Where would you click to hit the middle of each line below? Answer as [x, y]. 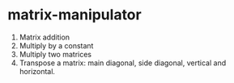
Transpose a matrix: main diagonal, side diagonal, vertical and [123, 63]
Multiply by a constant [56, 45]
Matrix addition [45, 37]
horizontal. [37, 71]
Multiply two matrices [55, 54]
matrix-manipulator [75, 15]
